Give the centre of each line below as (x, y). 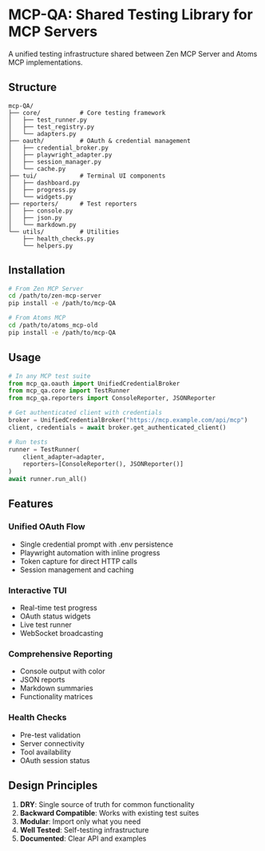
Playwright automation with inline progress (90, 552)
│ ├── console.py (41, 211)
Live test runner (45, 624)
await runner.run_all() (48, 479)
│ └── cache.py (37, 169)
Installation (37, 270)
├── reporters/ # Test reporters (73, 204)
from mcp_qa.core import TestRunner (69, 391)
